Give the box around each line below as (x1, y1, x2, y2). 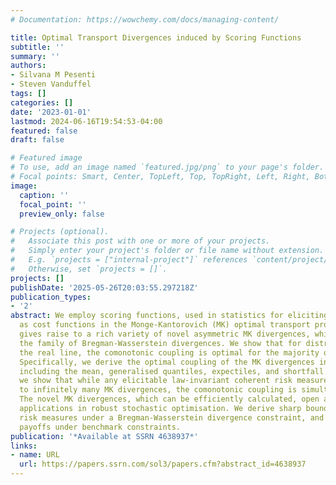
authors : (10, 61, 47, 71)
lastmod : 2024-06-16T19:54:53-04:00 (10, 116, 163, 126)
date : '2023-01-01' (10, 107, 92, 117)
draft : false (10, 135, 65, 145)
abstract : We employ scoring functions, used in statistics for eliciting (10, 311, 329, 321)
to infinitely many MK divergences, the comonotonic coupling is (19, 385, 298, 395)
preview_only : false (19, 209, 105, 219)
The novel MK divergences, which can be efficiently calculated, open (19, 394, 320, 405)
